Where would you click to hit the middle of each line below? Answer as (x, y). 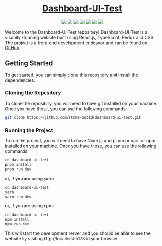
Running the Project (29, 130)
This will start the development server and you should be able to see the (78, 233)
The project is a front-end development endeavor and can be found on (76, 43)
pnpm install (18, 165)
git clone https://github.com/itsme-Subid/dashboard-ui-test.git (73, 118)
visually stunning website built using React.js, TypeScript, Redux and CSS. (80, 37)
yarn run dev (18, 197)
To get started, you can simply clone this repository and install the (72, 75)
